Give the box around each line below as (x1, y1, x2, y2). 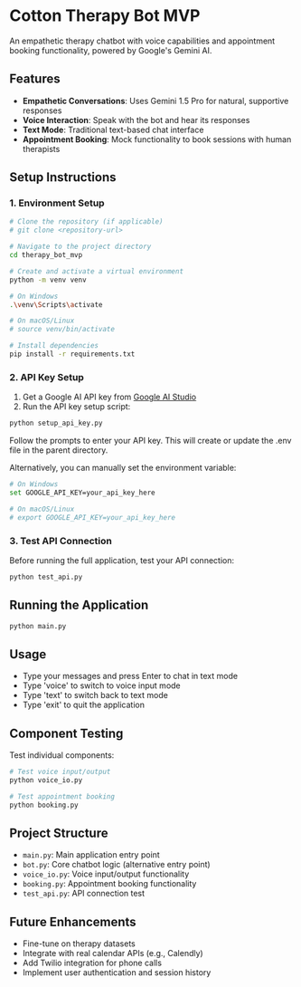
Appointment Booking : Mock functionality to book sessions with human (22, 133, 292, 145)
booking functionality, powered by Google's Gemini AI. (9, 44, 212, 55)
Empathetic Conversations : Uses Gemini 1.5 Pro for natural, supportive (22, 95, 289, 106)
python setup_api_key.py (9, 418, 103, 428)
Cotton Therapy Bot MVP (9, 5, 201, 26)
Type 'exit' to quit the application (22, 699, 145, 711)
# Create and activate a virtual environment (9, 266, 183, 276)
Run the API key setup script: (22, 401, 131, 412)
